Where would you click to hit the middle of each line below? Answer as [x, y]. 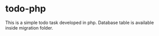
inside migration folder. [29, 27]
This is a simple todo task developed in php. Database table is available [80, 22]
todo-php [26, 9]
